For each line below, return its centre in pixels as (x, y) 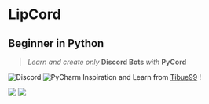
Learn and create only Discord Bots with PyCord (107, 62)
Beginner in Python (56, 43)
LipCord (35, 14)
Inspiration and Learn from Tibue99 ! (142, 77)
